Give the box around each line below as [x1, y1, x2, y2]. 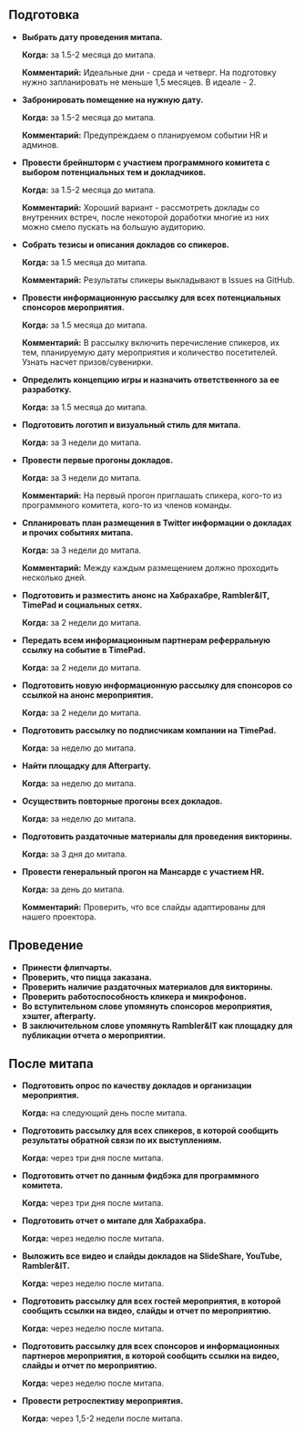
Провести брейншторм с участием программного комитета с [21, 157, 270, 168]
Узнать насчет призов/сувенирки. [21, 356, 154, 368]
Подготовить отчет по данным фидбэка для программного [21, 1170, 260, 1181]
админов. [21, 139, 59, 150]
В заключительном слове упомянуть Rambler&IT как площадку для [21, 1020, 293, 1031]
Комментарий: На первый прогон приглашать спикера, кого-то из [21, 490, 283, 501]
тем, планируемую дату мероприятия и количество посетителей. [21, 347, 279, 358]
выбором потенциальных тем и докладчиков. [21, 166, 207, 177]
